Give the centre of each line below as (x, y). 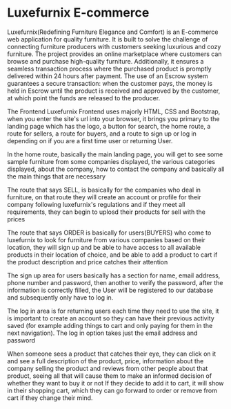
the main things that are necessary (56, 176)
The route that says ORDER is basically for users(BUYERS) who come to (109, 233)
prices (16, 219)
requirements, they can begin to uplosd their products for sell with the (106, 212)
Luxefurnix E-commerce (78, 13)
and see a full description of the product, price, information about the (106, 361)
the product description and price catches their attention (88, 262)
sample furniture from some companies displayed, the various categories (111, 161)
